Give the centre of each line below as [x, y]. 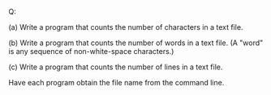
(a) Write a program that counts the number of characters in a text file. [126, 27]
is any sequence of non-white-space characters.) [91, 51]
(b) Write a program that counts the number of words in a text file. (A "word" [136, 43]
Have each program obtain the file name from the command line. [116, 83]
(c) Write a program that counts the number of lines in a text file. [116, 67]
